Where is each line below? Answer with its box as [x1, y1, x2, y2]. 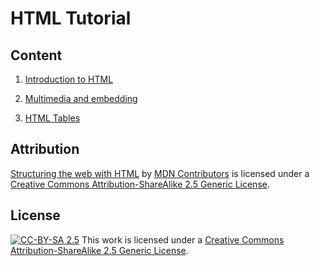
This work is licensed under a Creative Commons [81, 233, 285, 246]
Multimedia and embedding [24, 93, 138, 104]
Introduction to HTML [24, 73, 114, 85]
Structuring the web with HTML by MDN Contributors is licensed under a [10, 167, 310, 179]
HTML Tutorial [10, 7, 132, 30]
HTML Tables [24, 112, 81, 124]
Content [10, 47, 63, 64]
